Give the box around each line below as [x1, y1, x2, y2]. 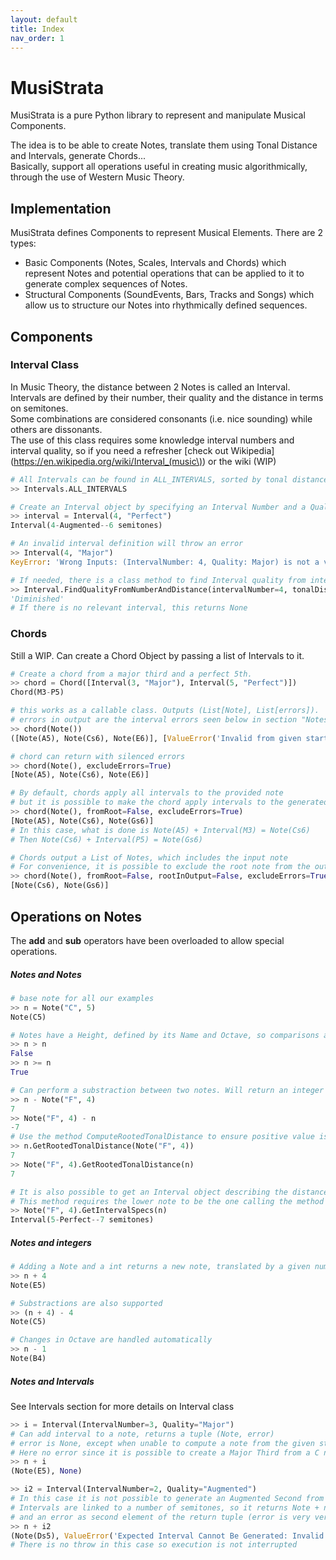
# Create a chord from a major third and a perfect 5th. [10, 669, 253, 679]
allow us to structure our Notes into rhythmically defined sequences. [24, 299, 308, 311]
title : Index [10, 24, 65, 34]
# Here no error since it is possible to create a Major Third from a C [10, 1447, 320, 1458]
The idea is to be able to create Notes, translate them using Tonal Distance [10, 139, 318, 151]
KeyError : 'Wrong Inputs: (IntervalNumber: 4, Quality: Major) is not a [10, 557, 320, 567]
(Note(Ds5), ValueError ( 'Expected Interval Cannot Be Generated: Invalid [10, 1531, 325, 1541]
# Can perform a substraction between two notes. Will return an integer [10, 1085, 325, 1095]
